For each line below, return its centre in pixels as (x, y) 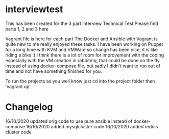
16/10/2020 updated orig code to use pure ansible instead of (69, 121)
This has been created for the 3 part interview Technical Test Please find (82, 23)
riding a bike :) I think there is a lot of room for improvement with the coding (85, 55)
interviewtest (34, 9)
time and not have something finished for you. (54, 71)
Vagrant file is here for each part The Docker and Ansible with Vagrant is (81, 39)
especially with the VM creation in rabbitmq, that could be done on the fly (82, 60)
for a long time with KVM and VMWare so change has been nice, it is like (82, 49)
